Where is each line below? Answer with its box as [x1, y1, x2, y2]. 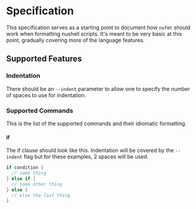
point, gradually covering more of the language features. [6, 36, 145, 43]
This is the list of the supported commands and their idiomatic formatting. [6, 120, 186, 127]
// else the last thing [11, 192, 70, 198]
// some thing [11, 170, 46, 176]
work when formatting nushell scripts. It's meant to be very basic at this [6, 30, 182, 37]
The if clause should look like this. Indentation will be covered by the [6, 147, 174, 154]
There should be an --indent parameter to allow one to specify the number [6, 85, 191, 92]
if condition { [6, 165, 44, 171]
